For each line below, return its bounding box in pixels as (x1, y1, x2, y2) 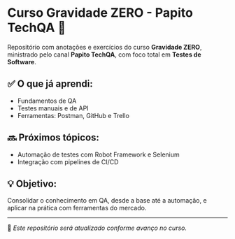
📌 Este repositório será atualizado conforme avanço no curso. (7, 224, 187, 232)
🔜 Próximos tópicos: (7, 131, 100, 144)
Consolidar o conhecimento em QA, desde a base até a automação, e (7, 196, 208, 205)
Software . (7, 57, 36, 66)
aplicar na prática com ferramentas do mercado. (7, 204, 147, 212)
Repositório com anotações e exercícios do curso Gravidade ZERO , (7, 43, 202, 51)
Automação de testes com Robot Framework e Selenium (17, 150, 180, 159)
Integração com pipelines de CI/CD (17, 157, 119, 166)
